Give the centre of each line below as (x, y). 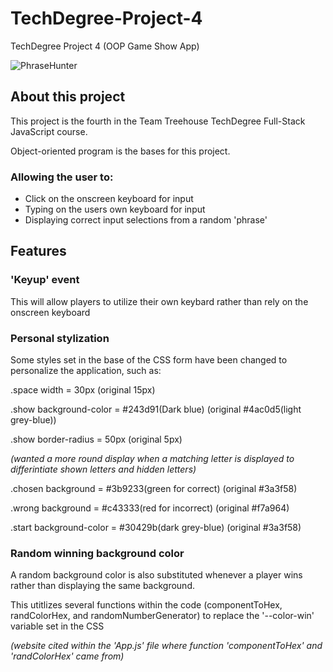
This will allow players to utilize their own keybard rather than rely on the (159, 301)
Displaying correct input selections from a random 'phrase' (146, 220)
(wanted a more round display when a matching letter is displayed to (152, 459)
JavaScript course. (49, 131)
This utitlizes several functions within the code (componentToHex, (146, 605)
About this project (68, 97)
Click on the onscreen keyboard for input (109, 199)
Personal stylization (60, 338)
